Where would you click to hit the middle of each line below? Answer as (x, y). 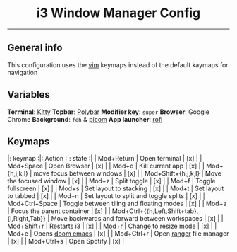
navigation (23, 72)
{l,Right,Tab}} (27, 219)
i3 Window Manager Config (119, 13)
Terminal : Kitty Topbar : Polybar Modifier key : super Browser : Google (109, 112)
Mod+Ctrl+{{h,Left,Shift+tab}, (155, 211)
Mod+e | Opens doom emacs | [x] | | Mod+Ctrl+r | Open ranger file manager (118, 234)
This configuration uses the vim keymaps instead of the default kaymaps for (118, 64)
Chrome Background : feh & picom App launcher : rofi (85, 119)
